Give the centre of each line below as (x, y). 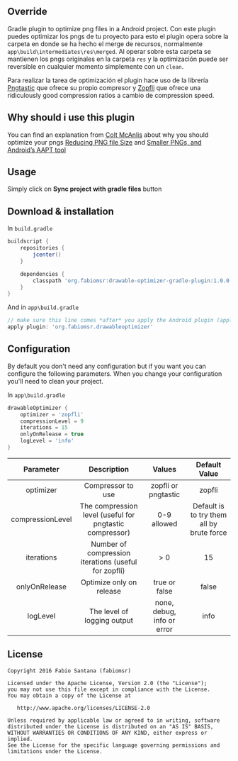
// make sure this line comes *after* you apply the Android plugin (110, 321)
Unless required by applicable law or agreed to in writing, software (114, 720)
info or (164, 620)
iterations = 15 (44, 428)
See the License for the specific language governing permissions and (114, 745)
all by (209, 523)
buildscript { (28, 241)
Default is (208, 506)
